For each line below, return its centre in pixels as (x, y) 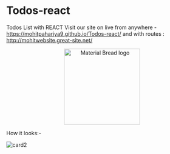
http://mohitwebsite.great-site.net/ (49, 40)
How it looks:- (24, 133)
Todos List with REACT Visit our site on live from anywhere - (82, 27)
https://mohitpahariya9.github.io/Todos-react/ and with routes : (86, 33)
